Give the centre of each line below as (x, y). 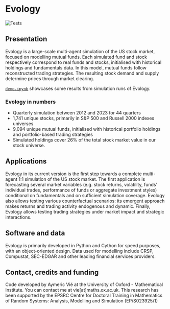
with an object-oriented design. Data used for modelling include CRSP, (80, 251)
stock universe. (29, 146)
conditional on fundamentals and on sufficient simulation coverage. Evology (85, 195)
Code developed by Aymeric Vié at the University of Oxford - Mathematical (84, 284)
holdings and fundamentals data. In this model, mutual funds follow (76, 67)
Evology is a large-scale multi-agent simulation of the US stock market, (80, 51)
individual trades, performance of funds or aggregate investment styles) (81, 190)
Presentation (26, 39)
